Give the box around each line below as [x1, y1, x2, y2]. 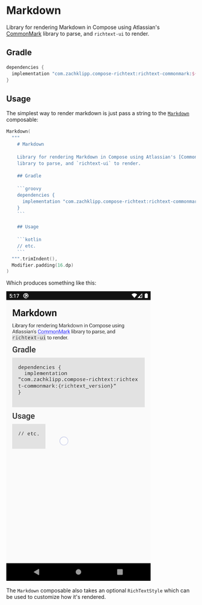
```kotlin [17, 236, 42, 243]
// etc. [17, 242, 36, 249]
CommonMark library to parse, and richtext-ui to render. [6, 30, 150, 37]
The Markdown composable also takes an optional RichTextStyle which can [6, 587, 190, 594]
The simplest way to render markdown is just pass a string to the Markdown [6, 110, 189, 117]
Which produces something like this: [6, 279, 97, 287]
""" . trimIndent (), [11, 256, 58, 262]
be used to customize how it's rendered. [6, 594, 106, 601]
